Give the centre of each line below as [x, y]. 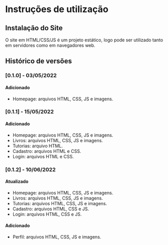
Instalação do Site [34, 28]
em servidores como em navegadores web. [50, 45]
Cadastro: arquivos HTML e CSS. [47, 151]
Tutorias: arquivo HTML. [38, 146]
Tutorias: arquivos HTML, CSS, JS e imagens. [60, 203]
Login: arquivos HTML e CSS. [43, 156]
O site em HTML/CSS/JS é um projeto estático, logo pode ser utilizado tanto [84, 40]
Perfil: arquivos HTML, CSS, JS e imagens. [57, 237]
